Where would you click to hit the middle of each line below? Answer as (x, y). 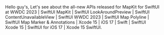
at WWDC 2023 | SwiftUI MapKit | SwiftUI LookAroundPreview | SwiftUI (77, 12)
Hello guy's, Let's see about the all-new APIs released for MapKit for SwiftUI (82, 7)
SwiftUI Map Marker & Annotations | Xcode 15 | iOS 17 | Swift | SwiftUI (76, 22)
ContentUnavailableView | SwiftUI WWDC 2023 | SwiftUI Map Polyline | (77, 17)
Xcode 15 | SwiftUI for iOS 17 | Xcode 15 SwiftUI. (54, 27)
